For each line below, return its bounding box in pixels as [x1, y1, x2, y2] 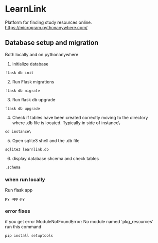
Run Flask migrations [12, 79, 54, 84]
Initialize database [12, 61, 49, 66]
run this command [5, 224, 41, 230]
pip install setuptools [5, 233, 53, 238]
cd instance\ [5, 129, 32, 134]
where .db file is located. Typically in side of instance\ [12, 120, 120, 126]
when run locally [5, 176, 45, 183]
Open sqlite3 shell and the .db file [12, 137, 80, 144]
